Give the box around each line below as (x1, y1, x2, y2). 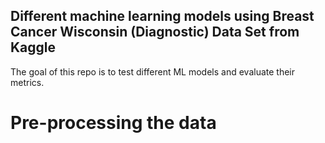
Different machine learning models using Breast (10, 8, 315, 25)
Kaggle (10, 39, 57, 56)
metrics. (10, 76, 45, 88)
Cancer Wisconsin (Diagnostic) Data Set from (10, 24, 300, 41)
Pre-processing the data (10, 112, 217, 134)
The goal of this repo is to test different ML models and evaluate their (10, 65, 295, 78)
